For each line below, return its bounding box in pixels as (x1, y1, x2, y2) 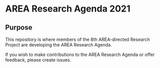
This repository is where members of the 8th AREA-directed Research (5, 36, 150, 42)
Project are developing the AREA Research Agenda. (5, 42, 112, 48)
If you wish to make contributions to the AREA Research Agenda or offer (5, 51, 155, 57)
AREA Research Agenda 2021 (5, 3, 131, 15)
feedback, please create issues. (5, 57, 71, 63)
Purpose (5, 23, 33, 32)
